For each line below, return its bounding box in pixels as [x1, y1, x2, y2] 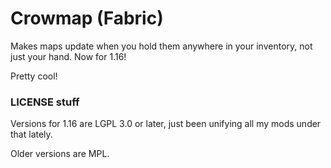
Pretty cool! [10, 70, 58, 82]
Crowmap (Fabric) [10, 7, 164, 30]
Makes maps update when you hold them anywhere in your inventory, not [10, 40, 313, 52]
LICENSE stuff [10, 95, 80, 109]
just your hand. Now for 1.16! [10, 50, 127, 62]
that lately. [10, 128, 53, 141]
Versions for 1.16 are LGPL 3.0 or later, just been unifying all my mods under [10, 118, 322, 130]
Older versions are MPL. [10, 148, 110, 160]
